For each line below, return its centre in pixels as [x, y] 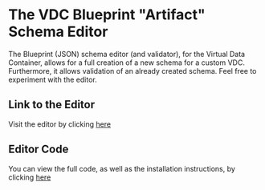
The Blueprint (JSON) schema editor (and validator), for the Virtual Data [127, 54]
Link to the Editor [52, 105]
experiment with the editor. [53, 79]
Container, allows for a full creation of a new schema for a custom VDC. [126, 63]
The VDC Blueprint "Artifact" [107, 15]
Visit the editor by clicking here [59, 124]
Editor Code [39, 150]
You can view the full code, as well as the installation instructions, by [122, 168]
